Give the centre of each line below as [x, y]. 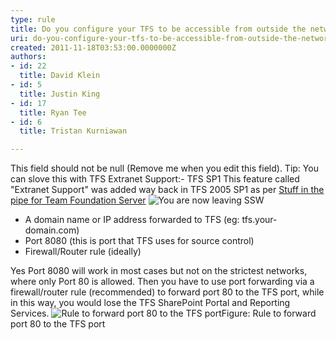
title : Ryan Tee [53, 112]
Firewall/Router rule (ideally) [83, 252]
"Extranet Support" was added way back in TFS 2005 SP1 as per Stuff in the [167, 190]
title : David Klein [60, 76]
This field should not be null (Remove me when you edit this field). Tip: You [164, 168]
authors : [28, 57]
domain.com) [52, 230]
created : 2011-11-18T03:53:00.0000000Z [93, 47]
